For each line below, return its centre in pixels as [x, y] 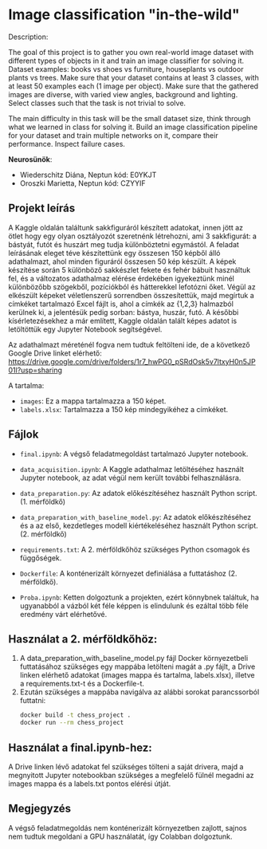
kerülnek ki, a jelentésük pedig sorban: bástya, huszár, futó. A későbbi [124, 312]
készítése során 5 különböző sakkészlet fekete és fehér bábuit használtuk [130, 269]
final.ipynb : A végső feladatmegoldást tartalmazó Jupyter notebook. [134, 454]
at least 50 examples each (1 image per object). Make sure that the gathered [133, 86]
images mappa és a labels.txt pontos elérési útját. [90, 784]
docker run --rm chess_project [72, 723]
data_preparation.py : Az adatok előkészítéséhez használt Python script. [138, 493]
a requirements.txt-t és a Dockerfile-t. [82, 684]
